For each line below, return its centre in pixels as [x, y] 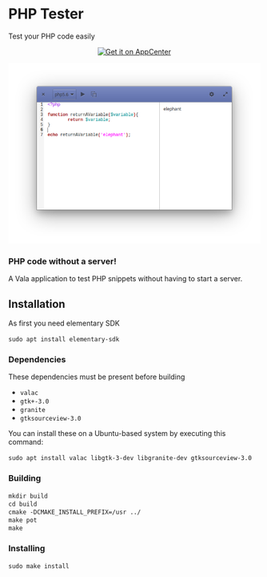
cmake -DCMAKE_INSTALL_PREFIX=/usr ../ [75, 512]
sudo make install [39, 566]
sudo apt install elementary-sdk [64, 340]
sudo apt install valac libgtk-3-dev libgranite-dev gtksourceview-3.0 [130, 458]
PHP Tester [46, 14]
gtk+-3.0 [34, 401]
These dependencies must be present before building [97, 377]
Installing [27, 548]
